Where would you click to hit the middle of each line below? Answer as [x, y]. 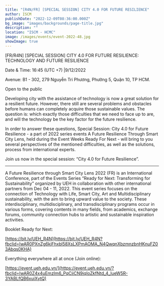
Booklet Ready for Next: [29, 229]
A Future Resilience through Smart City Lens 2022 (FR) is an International [79, 173]
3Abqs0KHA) [18, 249]
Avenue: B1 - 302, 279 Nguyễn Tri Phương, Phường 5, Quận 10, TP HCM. [78, 79]
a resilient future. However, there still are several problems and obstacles [78, 104]
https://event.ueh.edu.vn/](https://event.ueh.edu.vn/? [60, 268]
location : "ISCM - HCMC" [30, 32]
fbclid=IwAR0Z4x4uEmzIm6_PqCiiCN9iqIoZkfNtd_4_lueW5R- [66, 273]
